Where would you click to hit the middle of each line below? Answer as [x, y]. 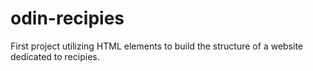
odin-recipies [67, 18]
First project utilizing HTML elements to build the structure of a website [157, 46]
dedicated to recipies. [55, 56]
